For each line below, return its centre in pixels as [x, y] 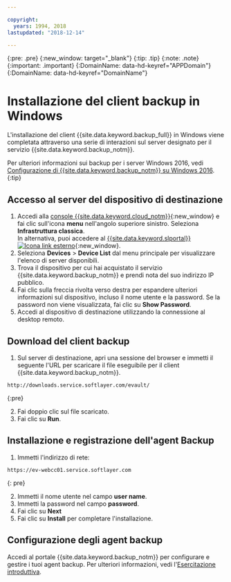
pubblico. [30, 283]
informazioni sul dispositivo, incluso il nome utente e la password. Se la [119, 297]
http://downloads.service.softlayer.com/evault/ [78, 385]
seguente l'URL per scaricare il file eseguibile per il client [98, 365]
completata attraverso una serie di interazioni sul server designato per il [110, 142]
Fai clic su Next [39, 511]
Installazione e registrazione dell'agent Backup [111, 441]
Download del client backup [68, 341]
